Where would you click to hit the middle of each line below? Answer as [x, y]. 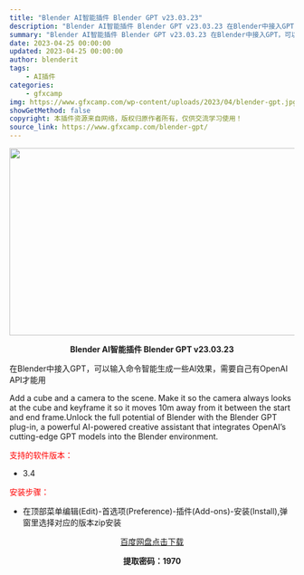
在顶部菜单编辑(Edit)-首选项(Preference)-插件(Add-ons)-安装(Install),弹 [155, 511]
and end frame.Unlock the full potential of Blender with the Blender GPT [143, 417]
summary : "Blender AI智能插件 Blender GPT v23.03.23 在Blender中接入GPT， [147, 34]
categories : [32, 85]
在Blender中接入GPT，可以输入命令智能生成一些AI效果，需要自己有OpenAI [148, 369]
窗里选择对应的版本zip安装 [72, 522]
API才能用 [28, 380]
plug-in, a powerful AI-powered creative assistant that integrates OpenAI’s [148, 427]
